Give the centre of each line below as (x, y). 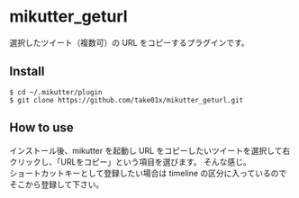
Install (27, 72)
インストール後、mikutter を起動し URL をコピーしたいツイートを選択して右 (150, 150)
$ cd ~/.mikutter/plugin (56, 92)
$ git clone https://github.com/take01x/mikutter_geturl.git (127, 100)
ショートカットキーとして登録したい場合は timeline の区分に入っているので (148, 173)
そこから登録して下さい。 (57, 184)
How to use (41, 128)
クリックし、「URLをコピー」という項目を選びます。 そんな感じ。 (130, 162)
